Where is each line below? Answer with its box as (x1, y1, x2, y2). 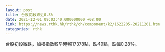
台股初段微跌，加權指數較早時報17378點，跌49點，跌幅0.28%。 (5, 41, 140, 47)
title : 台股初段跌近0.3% (5, 12, 53, 17)
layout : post (5, 7, 33, 13)
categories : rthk (5, 27, 42, 32)
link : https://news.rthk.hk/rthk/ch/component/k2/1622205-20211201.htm (5, 21, 160, 27)
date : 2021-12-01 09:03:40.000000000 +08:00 (5, 17, 101, 22)
